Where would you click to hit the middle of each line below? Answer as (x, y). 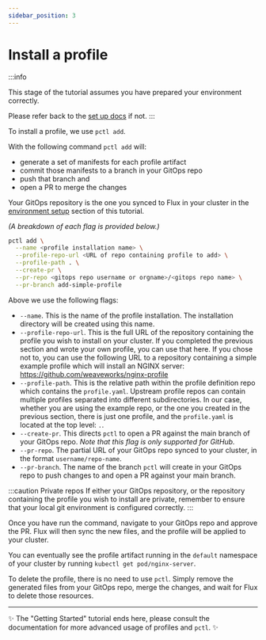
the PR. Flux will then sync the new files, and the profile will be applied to (127, 531)
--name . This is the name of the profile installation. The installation (126, 315)
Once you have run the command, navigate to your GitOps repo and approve (133, 523)
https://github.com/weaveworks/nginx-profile (94, 374)
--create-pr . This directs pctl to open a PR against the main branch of (135, 433)
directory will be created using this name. (87, 324)
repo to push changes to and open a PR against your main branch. (127, 475)
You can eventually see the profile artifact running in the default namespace (133, 554)
